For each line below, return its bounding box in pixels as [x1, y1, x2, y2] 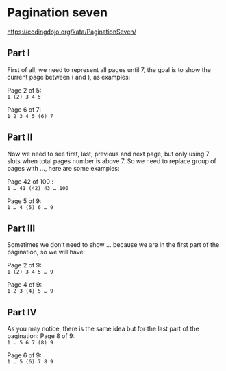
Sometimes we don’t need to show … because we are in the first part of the [7, 241, 220, 249]
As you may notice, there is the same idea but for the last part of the [7, 324, 200, 333]
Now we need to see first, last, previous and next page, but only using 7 [7, 149, 210, 158]
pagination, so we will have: [7, 248, 86, 256]
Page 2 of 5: [7, 86, 42, 94]
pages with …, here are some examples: [7, 164, 120, 172]
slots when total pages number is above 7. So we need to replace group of [7, 156, 217, 165]
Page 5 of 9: [7, 197, 42, 205]
